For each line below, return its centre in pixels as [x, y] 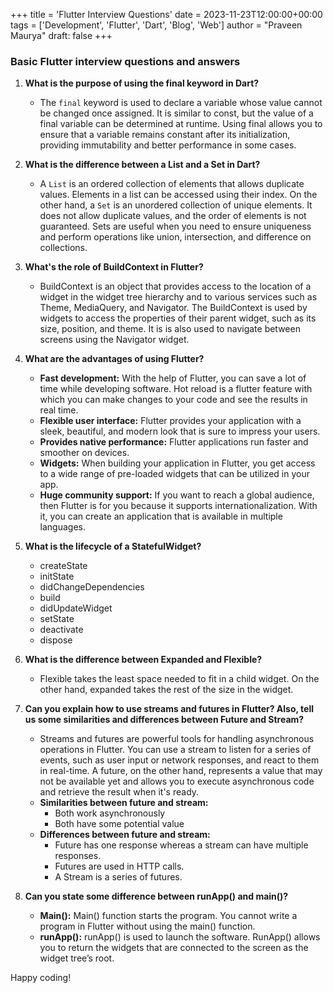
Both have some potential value [119, 824]
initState [57, 576]
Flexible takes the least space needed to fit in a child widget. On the [179, 679]
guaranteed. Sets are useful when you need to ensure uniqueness [175, 226]
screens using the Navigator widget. [114, 340]
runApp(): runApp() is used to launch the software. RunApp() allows [180, 937]
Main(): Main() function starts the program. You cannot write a [168, 916]
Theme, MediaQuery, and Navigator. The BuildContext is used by [173, 308]
